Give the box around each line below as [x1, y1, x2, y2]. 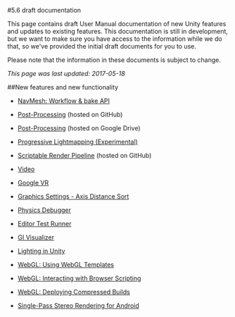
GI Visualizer [17, 233, 55, 242]
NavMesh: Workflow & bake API [17, 97, 110, 105]
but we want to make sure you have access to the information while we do [7, 35, 223, 43]
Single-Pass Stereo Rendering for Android [17, 302, 139, 309]
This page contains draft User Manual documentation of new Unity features [7, 20, 227, 27]
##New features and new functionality [7, 83, 118, 91]
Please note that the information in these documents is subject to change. [7, 56, 222, 64]
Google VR [17, 179, 49, 187]
